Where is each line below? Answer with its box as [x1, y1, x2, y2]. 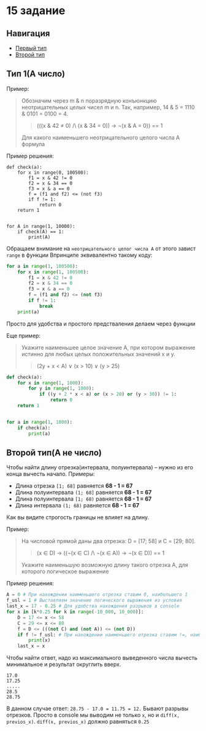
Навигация [6, 28, 50, 39]
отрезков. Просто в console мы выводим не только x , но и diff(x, [6, 711, 180, 719]
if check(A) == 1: [17, 229, 64, 235]
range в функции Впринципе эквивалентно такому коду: [6, 251, 153, 259]
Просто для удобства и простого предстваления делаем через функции [6, 320, 196, 327]
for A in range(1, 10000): [6, 223, 75, 229]
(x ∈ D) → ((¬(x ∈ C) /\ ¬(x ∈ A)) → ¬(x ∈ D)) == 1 [36, 549, 165, 557]
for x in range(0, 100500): [17, 170, 89, 176]
